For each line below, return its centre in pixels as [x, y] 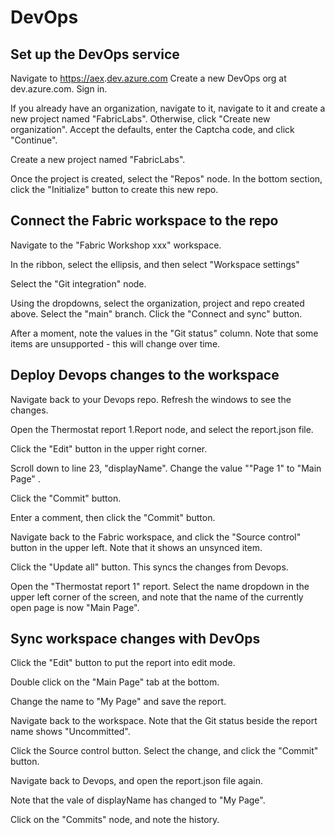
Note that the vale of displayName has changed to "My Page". [138, 800]
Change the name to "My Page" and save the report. [118, 702]
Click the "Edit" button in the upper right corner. [109, 448]
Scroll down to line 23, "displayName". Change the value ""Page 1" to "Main [166, 468]
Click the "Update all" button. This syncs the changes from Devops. [149, 567]
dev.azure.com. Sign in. [59, 89]
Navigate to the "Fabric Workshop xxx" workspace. [116, 245]
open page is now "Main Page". [75, 607]
